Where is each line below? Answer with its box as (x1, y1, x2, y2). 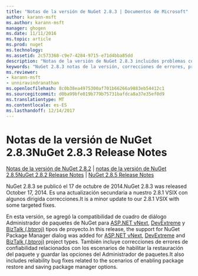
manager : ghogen (6, 25, 46, 31)
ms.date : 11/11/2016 (6, 31, 57, 37)
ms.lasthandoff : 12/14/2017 (6, 108, 75, 113)
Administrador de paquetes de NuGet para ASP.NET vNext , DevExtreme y (6, 219, 186, 226)
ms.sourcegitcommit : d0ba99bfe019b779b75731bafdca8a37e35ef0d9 (6, 91, 165, 97)
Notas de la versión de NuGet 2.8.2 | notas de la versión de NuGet (6, 165, 167, 172)
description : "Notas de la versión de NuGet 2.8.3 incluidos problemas (6, 58, 186, 64)
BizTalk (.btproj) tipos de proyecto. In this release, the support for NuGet (6, 226, 180, 233)
